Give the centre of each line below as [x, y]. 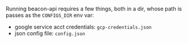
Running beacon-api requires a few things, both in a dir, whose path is [94, 9]
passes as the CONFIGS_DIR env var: [50, 15]
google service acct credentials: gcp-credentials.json [83, 27]
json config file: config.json [50, 33]
